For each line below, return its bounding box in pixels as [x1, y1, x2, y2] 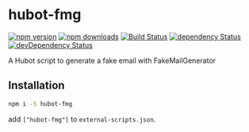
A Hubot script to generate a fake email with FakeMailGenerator [8, 56, 216, 65]
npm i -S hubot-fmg [8, 99, 73, 108]
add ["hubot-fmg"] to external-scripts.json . [8, 114, 156, 124]
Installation [8, 79, 65, 92]
